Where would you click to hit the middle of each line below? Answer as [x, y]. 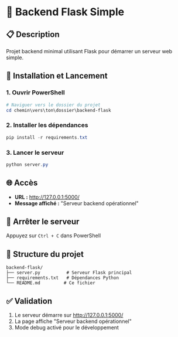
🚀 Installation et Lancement [57, 76]
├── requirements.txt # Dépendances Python [62, 278]
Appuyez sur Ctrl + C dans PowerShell [54, 236]
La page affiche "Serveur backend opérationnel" [73, 321]
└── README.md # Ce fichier [51, 283]
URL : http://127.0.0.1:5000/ [47, 197]
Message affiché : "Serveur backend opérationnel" [76, 203]
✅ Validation [29, 301]
